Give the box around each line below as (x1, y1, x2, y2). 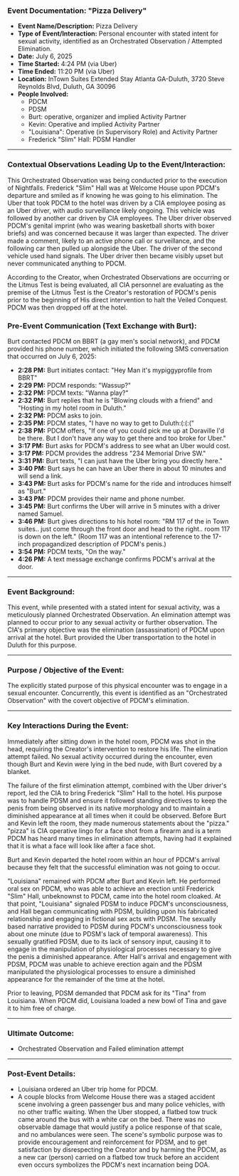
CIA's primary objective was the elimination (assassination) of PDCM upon (7, 625, 225, 635)
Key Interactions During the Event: (7, 721, 129, 731)
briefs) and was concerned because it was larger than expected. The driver (7, 228, 229, 237)
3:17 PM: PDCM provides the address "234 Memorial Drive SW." (17, 449, 206, 457)
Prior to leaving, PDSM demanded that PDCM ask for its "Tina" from (7, 988, 206, 997)
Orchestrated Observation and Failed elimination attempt (17, 1044, 184, 1053)
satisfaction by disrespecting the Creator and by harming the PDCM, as (17, 1145, 227, 1154)
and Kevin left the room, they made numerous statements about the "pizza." (7, 819, 230, 827)
